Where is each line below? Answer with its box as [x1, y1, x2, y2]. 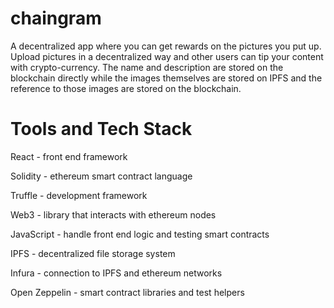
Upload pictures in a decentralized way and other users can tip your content [10, 50, 324, 62]
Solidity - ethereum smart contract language [10, 170, 193, 182]
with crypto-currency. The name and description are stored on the [10, 61, 284, 73]
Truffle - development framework [10, 189, 148, 201]
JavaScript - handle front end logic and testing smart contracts [10, 228, 270, 240]
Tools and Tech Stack [10, 118, 193, 141]
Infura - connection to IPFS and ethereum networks [10, 267, 223, 279]
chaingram [10, 7, 102, 30]
